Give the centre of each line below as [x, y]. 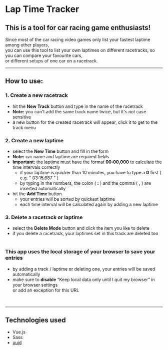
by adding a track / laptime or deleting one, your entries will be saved [84, 269]
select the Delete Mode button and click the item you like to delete [81, 228]
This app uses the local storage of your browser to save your [80, 252]
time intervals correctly [36, 167]
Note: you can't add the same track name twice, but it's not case [79, 111]
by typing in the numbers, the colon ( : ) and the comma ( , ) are [85, 183]
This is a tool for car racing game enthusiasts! [78, 28]
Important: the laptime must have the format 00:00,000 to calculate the [87, 162]
